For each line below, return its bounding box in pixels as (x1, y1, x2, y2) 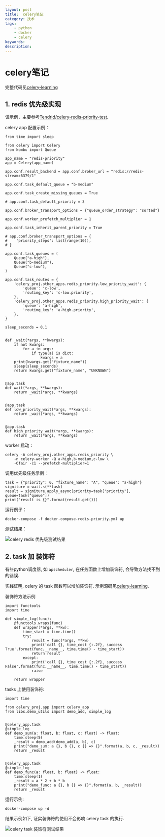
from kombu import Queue (5, 147, 56, 152)
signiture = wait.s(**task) (5, 484, 63, 490)
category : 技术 (5, 16, 35, 21)
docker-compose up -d (5, 806, 50, 811)
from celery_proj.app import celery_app (5, 705, 90, 710)
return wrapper (14, 677, 45, 682)
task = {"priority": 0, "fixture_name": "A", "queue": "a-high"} (5, 480, 142, 485)
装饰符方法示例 (5, 594, 35, 600)
